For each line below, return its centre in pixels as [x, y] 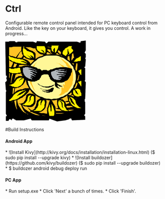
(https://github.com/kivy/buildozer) [42, 163]
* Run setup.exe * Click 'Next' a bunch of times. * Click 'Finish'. [71, 191]
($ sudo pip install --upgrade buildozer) [120, 163]
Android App [19, 141]
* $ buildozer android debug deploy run [46, 168]
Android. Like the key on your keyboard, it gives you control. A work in [78, 28]
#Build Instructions [25, 129]
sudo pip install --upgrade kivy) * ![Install [48, 158]
